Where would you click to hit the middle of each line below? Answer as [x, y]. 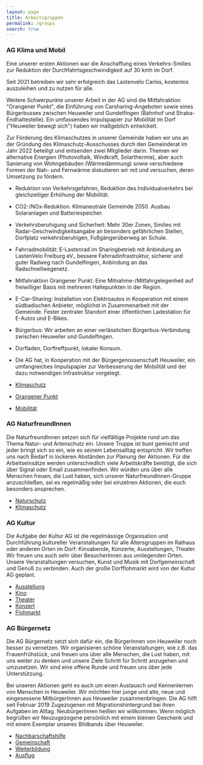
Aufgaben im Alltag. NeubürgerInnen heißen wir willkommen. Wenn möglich [101, 711]
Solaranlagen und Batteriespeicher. [59, 213]
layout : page [23, 12]
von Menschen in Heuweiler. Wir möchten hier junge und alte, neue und [96, 692]
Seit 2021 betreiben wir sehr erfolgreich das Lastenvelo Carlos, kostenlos [98, 81]
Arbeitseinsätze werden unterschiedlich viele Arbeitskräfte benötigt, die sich [101, 463]
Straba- [186, 112]
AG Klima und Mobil [36, 50]
